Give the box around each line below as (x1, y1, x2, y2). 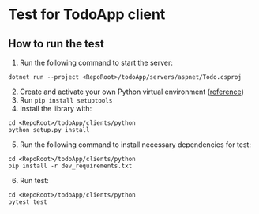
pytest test (8, 198, 47, 206)
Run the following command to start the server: (19, 58, 174, 67)
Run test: (19, 176, 49, 185)
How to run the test (8, 37, 104, 51)
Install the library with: (19, 104, 92, 113)
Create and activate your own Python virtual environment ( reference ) (19, 87, 245, 96)
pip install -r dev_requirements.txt (8, 162, 133, 170)
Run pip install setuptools (19, 96, 113, 104)
